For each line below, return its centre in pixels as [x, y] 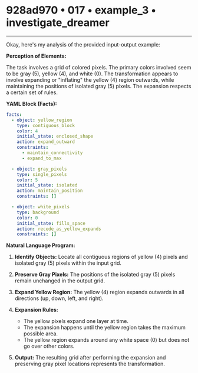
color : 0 [27, 218]
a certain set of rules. [32, 92]
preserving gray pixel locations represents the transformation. [90, 364]
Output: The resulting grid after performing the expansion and [90, 358]
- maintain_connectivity [52, 153]
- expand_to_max [42, 158]
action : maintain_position [50, 191]
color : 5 [27, 180]
